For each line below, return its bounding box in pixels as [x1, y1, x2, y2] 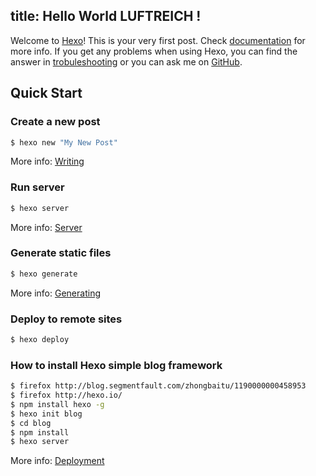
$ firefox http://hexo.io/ [10, 390, 123, 401]
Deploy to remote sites [10, 312, 123, 326]
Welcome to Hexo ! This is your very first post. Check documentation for [10, 34, 306, 46]
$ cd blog [10, 418, 52, 428]
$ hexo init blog [10, 409, 83, 419]
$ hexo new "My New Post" [10, 137, 118, 148]
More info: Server [10, 221, 83, 233]
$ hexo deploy [10, 335, 70, 345]
